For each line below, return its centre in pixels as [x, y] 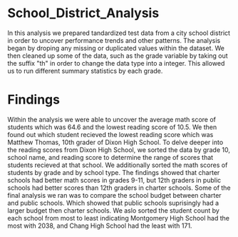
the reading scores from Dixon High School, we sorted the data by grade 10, [119, 150]
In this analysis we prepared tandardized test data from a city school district [119, 33]
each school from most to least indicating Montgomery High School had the [119, 218]
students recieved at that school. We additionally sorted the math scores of [118, 165]
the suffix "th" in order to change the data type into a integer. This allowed [116, 63]
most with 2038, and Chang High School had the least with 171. [100, 226]
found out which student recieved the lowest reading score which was [110, 134]
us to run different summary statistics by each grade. [85, 71]
